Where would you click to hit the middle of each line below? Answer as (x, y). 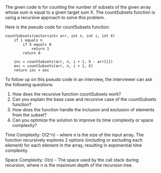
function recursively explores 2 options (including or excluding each (74, 140)
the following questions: (29, 85)
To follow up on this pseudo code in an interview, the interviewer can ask (79, 79)
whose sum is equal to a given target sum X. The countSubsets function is (80, 12)
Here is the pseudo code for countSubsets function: (58, 27)
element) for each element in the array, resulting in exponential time (74, 145)
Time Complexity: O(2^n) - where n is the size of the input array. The (74, 135)
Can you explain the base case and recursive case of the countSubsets (84, 99)
